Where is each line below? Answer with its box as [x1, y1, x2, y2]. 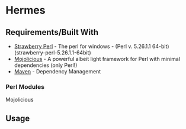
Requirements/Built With [5, 27, 99, 37]
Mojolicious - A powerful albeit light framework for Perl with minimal [14, 56, 181, 62]
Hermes [5, 4, 46, 17]
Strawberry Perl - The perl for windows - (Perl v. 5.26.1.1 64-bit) [14, 43, 169, 50]
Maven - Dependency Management [14, 68, 101, 75]
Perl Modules [5, 82, 45, 91]
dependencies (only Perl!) [14, 62, 78, 69]
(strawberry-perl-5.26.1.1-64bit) [14, 49, 91, 56]
